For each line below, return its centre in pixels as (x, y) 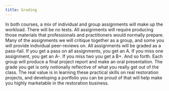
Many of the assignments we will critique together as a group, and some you (85, 40)
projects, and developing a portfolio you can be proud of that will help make (84, 77)
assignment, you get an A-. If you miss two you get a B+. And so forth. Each (84, 56)
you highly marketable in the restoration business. (57, 83)
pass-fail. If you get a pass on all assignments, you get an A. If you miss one (84, 51)
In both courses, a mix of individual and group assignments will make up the (84, 24)
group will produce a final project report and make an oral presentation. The (84, 61)
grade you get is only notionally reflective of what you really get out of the (82, 67)
